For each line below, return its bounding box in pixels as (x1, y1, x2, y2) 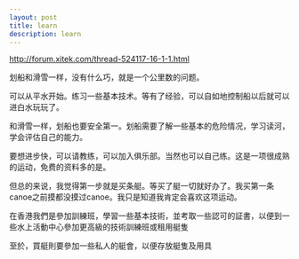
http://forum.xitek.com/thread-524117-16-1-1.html (9, 54, 190, 65)
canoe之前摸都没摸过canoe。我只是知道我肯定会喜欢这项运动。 (9, 192, 242, 202)
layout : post (9, 12, 58, 22)
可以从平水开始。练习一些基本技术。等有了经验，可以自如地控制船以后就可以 (9, 90, 290, 102)
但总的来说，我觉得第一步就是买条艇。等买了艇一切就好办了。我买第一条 (9, 181, 274, 192)
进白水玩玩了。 (9, 102, 64, 113)
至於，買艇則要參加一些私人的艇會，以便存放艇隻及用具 (9, 240, 212, 251)
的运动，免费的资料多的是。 (9, 161, 111, 173)
